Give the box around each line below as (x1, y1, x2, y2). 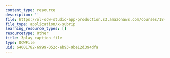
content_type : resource (5, 7, 56, 13)
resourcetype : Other (5, 31, 49, 36)
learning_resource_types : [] (5, 26, 67, 31)
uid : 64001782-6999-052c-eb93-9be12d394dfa (5, 45, 99, 50)
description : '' (5, 12, 39, 17)
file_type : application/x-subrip (5, 21, 76, 27)
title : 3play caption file (5, 36, 62, 41)
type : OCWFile (5, 40, 35, 45)
